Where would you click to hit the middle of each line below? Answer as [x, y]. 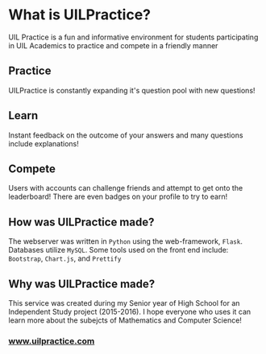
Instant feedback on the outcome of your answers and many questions [126, 135]
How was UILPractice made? [81, 222]
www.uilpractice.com [52, 341]
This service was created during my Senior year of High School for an [124, 303]
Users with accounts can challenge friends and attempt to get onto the [126, 188]
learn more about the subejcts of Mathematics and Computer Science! [125, 320]
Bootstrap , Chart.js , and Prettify [65, 258]
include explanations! [44, 143]
